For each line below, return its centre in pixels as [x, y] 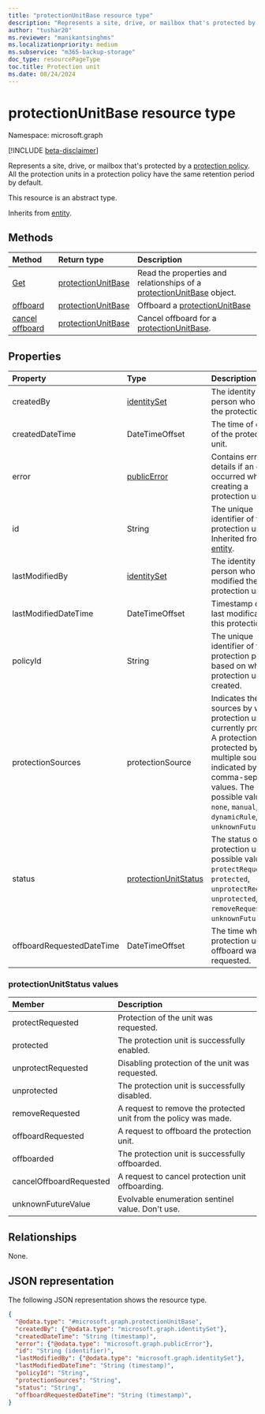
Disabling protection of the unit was [184, 1063]
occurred [228, 476]
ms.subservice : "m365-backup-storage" [72, 52]
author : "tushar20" [40, 30]
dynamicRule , [235, 817]
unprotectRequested [50, 1068]
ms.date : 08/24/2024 [42, 74]
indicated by [234, 767]
